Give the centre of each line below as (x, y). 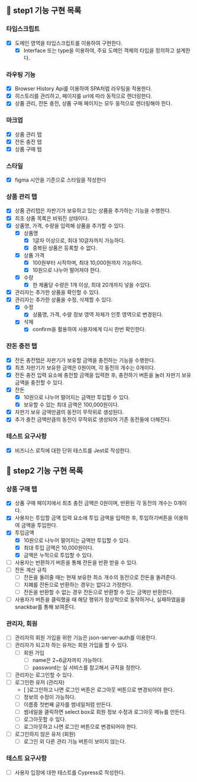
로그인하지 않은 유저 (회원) (45, 734)
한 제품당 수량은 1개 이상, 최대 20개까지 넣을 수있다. (92, 285)
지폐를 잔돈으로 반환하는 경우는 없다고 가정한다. (78, 584)
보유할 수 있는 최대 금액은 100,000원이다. (71, 405)
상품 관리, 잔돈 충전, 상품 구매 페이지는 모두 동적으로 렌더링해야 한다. (93, 104)
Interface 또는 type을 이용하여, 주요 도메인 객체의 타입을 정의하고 (99, 50)
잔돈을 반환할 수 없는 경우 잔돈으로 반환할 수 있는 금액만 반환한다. (98, 592)
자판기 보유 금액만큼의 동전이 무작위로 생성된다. (69, 412)
